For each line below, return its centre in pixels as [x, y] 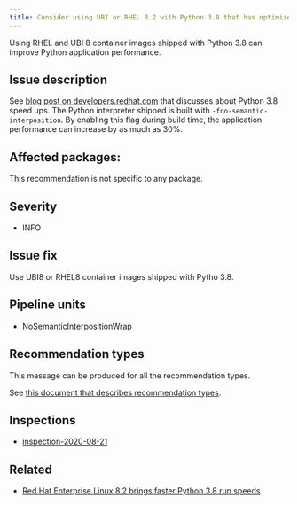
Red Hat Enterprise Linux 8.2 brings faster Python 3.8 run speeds [141, 491]
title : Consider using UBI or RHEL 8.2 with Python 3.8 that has [132, 17]
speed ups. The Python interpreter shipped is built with [110, 111]
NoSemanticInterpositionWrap [77, 326]
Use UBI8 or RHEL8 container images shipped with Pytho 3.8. [122, 276]
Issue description [59, 80]
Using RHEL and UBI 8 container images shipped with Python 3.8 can [136, 43]
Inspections [43, 420]
